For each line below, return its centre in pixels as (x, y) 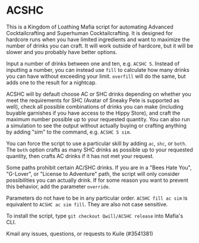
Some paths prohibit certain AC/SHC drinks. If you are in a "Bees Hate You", (99, 168)
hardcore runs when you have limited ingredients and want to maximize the (98, 39)
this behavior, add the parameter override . (58, 186)
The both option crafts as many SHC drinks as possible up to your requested (99, 150)
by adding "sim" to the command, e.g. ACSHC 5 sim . (69, 132)
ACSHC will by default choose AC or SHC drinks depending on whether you (99, 94)
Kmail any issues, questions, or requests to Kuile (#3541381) (80, 233)
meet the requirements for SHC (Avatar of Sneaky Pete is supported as (93, 100)
